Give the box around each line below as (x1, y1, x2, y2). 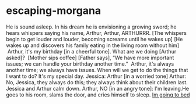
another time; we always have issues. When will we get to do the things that (6, 66, 188, 73)
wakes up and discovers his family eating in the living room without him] (6, 42, 180, 49)
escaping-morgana (6, 4, 101, 17)
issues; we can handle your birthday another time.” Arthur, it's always (6, 60, 174, 67)
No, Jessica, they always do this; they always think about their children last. (6, 78, 188, 85)
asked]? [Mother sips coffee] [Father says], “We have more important (6, 54, 174, 61)
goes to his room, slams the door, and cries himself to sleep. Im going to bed (6, 91, 190, 98)
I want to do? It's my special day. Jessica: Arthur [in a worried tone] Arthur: (6, 73, 187, 80)
